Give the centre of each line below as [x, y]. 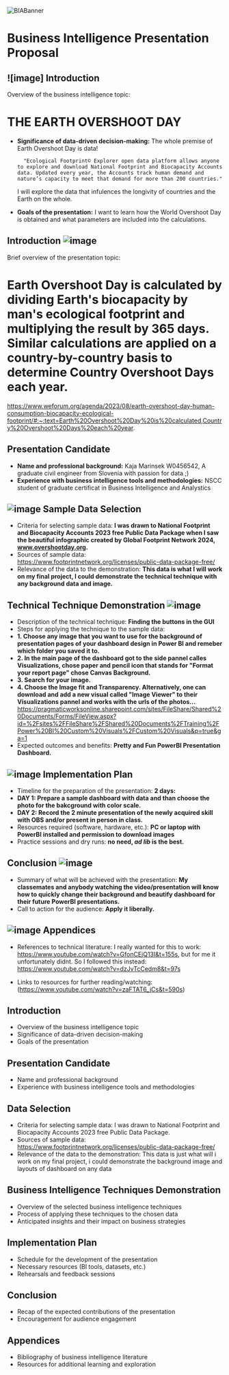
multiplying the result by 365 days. [108, 328]
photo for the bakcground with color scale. [79, 805]
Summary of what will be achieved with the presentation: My [103, 879]
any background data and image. [65, 584]
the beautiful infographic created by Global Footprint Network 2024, [116, 540]
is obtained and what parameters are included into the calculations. [112, 219]
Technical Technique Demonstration [86, 605]
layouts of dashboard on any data [64, 1169]
